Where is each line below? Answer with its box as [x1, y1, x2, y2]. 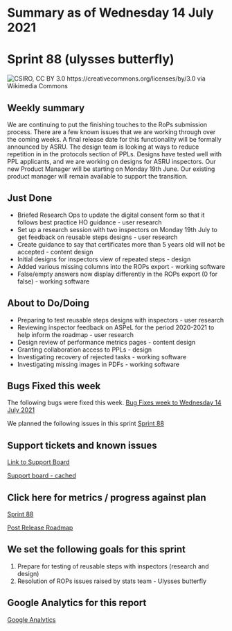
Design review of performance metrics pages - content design [17, 338, 196, 346]
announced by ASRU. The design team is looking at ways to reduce [7, 142, 199, 151]
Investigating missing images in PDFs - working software [17, 360, 180, 368]
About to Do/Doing [7, 297, 90, 309]
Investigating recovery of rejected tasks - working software [17, 352, 187, 361]
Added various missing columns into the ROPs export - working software [17, 262, 226, 270]
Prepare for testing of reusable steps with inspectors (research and [17, 562, 209, 571]
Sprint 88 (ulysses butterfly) [7, 51, 175, 67]
